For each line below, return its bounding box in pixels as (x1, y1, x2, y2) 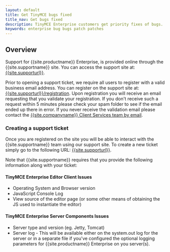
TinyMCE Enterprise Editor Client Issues (5, 174, 92, 180)
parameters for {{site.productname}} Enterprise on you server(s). (12, 240, 150, 247)
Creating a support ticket (5, 124, 69, 131)
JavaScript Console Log (12, 190, 64, 197)
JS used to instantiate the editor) (12, 202, 82, 208)
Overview (5, 45, 37, 54)
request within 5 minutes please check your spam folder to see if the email (5, 101, 162, 107)
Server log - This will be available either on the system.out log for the (12, 230, 158, 236)
